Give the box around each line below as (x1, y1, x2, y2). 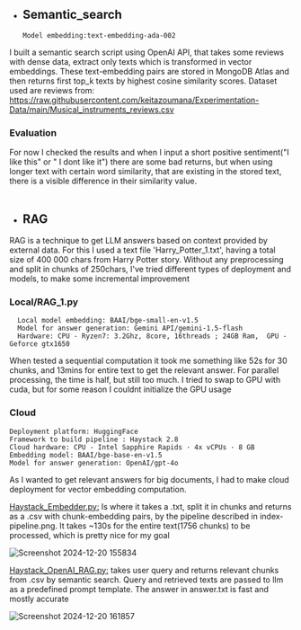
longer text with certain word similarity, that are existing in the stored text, (9, 166, 282, 177)
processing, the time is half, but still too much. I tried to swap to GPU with (9, 375, 281, 386)
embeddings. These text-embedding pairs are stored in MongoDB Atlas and (9, 66, 290, 76)
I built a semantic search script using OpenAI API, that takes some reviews (9, 47, 285, 58)
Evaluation (9, 126, 57, 138)
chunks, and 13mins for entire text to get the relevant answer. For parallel (9, 365, 279, 376)
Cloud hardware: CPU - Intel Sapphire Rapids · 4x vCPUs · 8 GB (9, 442, 255, 452)
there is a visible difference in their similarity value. (9, 175, 198, 187)
